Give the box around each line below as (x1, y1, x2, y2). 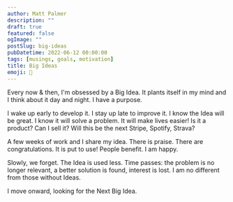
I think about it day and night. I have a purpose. (7, 95, 143, 103)
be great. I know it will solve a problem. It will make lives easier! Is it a (7, 116, 206, 124)
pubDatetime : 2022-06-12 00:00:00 (7, 50, 108, 57)
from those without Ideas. (7, 173, 82, 182)
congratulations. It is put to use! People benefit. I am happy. (7, 145, 179, 153)
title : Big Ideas (7, 62, 58, 69)
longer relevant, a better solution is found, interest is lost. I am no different (7, 166, 220, 174)
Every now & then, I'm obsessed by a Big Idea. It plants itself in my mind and (7, 88, 227, 96)
